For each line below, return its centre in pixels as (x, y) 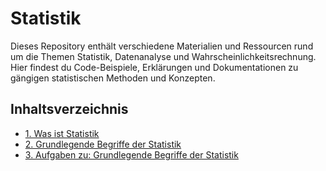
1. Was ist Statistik (62, 133)
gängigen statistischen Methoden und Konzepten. (113, 78)
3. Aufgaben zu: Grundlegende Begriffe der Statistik (131, 154)
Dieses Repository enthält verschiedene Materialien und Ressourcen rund (162, 46)
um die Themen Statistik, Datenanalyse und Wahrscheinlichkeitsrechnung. (163, 56)
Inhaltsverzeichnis (69, 109)
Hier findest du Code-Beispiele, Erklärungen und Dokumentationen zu (154, 67)
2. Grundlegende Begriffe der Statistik (103, 144)
